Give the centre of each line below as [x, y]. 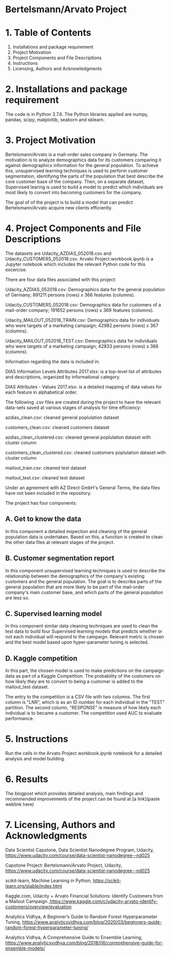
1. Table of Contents [48, 33]
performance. [20, 719]
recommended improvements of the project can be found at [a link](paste [82, 799]
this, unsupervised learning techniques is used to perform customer [77, 171]
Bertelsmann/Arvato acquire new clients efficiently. [59, 208]
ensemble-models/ [25, 948]
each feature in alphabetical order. [41, 392]
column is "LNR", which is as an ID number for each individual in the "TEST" [85, 702]
